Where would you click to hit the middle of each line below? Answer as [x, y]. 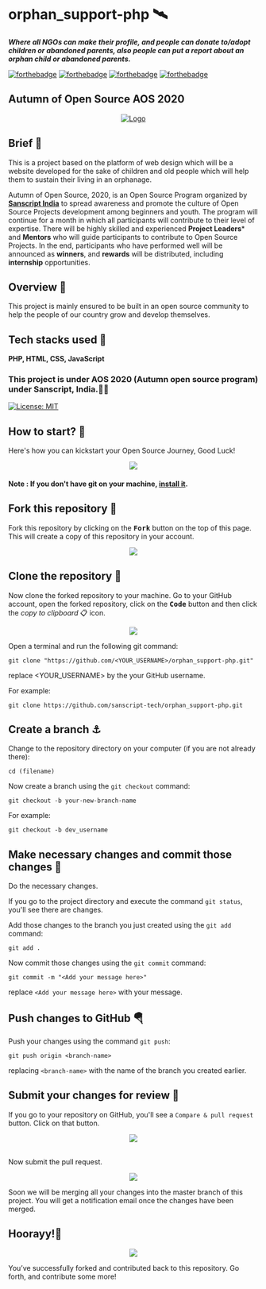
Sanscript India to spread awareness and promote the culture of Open [124, 203]
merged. [22, 1209]
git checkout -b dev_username [58, 830]
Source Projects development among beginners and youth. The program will [133, 211]
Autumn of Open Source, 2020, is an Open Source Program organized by [128, 195]
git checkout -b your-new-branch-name [72, 801]
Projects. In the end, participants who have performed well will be [116, 245]
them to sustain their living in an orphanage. [80, 179]
